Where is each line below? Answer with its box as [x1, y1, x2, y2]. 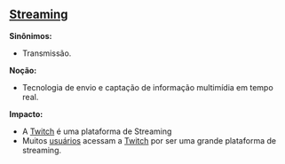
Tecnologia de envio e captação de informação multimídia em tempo [21, 82, 273, 92]
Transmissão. [21, 48, 72, 59]
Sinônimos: [9, 30, 52, 41]
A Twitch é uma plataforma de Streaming [21, 126, 172, 137]
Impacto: [9, 108, 44, 119]
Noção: [9, 65, 37, 75]
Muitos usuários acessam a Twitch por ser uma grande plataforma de [21, 135, 277, 145]
